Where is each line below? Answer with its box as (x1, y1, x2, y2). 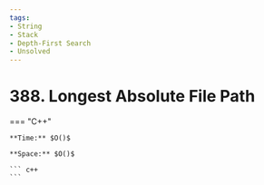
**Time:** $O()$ (9, 133, 71, 143)
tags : (9, 13, 30, 23)
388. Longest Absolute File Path (9, 86, 256, 107)
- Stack (9, 30, 39, 39)
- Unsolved (9, 47, 51, 56)
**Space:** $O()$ (9, 150, 75, 159)
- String (9, 22, 43, 31)
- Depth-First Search (9, 38, 92, 48)
